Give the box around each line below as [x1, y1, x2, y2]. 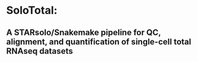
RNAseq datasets [6, 46, 73, 56]
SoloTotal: [6, 4, 58, 17]
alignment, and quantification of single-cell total [6, 36, 192, 46]
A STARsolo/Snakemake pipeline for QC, [6, 27, 161, 38]
